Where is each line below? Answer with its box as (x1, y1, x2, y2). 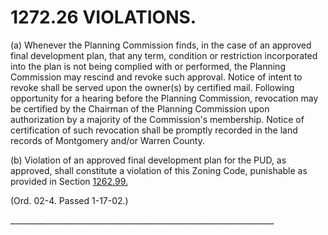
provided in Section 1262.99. (10, 175, 128, 187)
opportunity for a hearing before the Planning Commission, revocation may (10, 92, 319, 104)
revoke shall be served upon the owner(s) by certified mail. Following (10, 81, 295, 93)
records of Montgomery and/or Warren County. (10, 134, 206, 146)
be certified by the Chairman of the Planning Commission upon (10, 102, 270, 115)
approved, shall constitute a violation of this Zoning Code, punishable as (10, 164, 308, 176)
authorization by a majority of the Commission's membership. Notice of (10, 113, 305, 125)
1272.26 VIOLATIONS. (10, 6, 197, 29)
